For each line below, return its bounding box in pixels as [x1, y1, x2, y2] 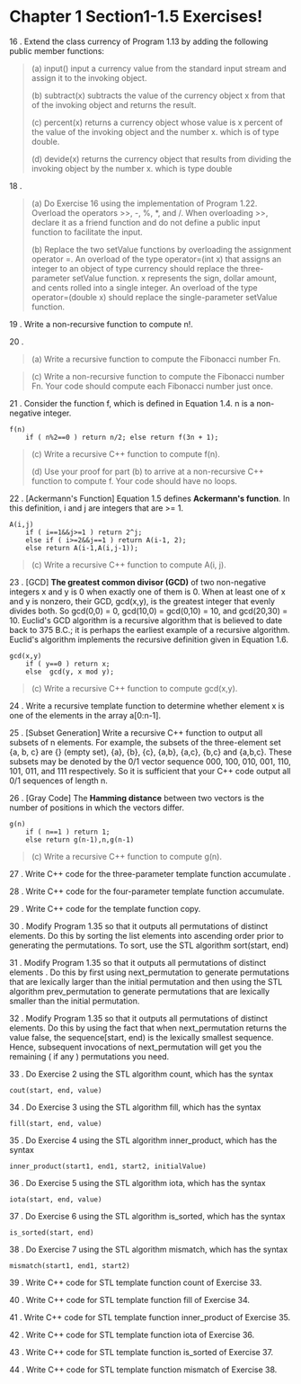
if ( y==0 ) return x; [25, 659, 111, 668]
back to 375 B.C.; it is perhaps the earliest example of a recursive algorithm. [9, 624, 290, 635]
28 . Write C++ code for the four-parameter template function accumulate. [9, 886, 285, 897]
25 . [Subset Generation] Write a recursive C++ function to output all [9, 727, 263, 738]
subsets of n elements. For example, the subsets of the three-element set [9, 737, 281, 747]
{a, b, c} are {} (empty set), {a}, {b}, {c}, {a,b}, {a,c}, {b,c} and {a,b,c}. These [9, 746, 292, 757]
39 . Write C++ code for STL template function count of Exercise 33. [9, 1277, 262, 1288]
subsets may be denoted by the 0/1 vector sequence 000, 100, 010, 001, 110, [9, 755, 292, 766]
